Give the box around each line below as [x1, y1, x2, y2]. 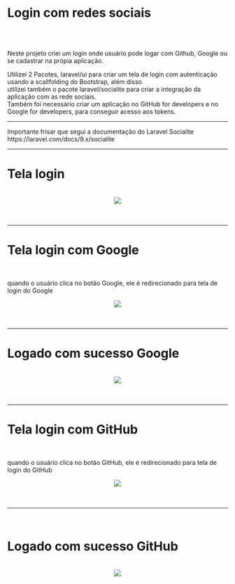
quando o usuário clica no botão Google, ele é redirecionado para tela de [7, 279, 218, 287]
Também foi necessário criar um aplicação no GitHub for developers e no [7, 99, 219, 108]
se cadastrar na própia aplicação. [7, 56, 104, 64]
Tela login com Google [7, 242, 139, 258]
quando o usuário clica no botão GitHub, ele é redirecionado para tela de [7, 458, 218, 466]
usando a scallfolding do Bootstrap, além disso [7, 77, 142, 85]
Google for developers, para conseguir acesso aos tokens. [7, 107, 176, 116]
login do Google [7, 286, 54, 295]
